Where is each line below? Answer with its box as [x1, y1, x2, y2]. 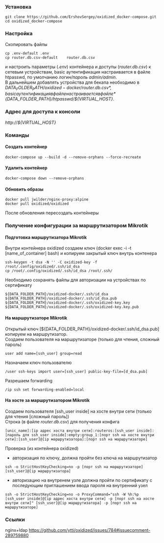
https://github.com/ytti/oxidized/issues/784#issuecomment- [28, 527, 151, 533]
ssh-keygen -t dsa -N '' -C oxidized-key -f [5, 260, 97, 265]
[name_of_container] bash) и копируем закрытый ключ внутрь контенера [5, 250, 157, 256]
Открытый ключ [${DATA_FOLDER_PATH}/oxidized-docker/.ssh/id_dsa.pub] [5, 326, 160, 332]
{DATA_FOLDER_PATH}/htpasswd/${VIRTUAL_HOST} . [5, 96, 115, 102]
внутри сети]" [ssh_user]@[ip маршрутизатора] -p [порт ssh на [5, 500, 137, 505]
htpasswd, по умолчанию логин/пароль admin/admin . [5, 74, 117, 80]
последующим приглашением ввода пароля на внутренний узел [12, 482, 148, 488]
